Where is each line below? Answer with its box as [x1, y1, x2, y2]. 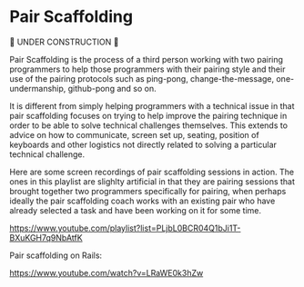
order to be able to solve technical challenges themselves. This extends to [9, 120, 289, 131]
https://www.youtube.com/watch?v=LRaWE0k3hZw [9, 267, 204, 278]
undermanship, [9, 83, 66, 94]
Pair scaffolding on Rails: [9, 250, 103, 261]
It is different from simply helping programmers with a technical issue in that [9, 100, 295, 111]
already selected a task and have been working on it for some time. [9, 204, 262, 215]
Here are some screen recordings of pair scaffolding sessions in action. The [9, 166, 294, 177]
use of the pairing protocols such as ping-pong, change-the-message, [9, 73, 275, 84]
